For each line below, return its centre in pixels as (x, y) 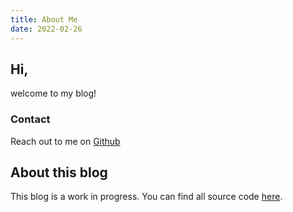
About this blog (59, 172)
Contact (30, 119)
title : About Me (44, 19)
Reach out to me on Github (65, 141)
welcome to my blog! (53, 93)
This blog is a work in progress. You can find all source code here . (146, 197)
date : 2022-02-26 (46, 29)
